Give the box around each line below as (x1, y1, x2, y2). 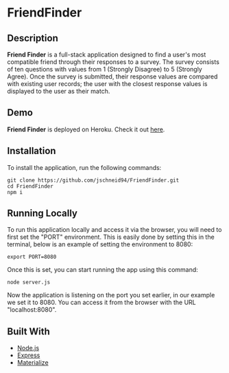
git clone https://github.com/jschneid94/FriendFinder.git (7, 177, 180, 184)
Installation (7, 145, 56, 157)
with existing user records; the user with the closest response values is (7, 80, 208, 87)
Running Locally (7, 208, 77, 220)
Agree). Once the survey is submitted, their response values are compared (7, 72, 218, 81)
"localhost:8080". (7, 306, 57, 314)
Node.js (16, 344, 40, 352)
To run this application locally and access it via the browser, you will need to (7, 226, 222, 234)
